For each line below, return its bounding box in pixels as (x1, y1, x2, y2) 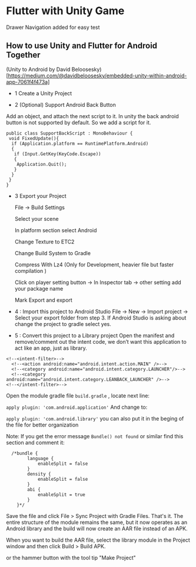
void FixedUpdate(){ (8, 135, 59, 141)
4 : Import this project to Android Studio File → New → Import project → (14, 308, 188, 315)
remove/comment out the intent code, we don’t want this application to (14, 338, 187, 345)
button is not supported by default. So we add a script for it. (6, 119, 151, 126)
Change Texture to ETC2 (14, 238, 75, 245)
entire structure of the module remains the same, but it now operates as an (6, 519, 188, 526)
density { (27, 471, 51, 477)
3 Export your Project (14, 192, 67, 199)
